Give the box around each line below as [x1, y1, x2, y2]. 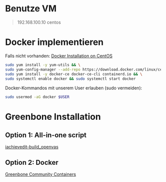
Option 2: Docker [5, 158, 59, 167]
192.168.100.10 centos [17, 19, 61, 25]
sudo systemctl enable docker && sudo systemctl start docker [5, 76, 136, 81]
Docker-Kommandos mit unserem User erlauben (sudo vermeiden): [5, 85, 142, 91]
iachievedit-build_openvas [5, 144, 59, 150]
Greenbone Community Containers [5, 171, 77, 178]
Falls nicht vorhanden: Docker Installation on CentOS [5, 53, 113, 59]
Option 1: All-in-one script [5, 131, 87, 139]
